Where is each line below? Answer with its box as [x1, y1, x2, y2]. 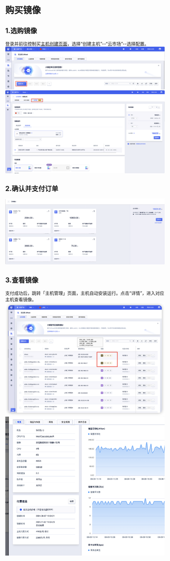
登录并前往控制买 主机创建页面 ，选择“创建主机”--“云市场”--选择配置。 [5, 41, 149, 47]
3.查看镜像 [5, 275, 39, 284]
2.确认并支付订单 [5, 184, 59, 193]
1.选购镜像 [5, 26, 37, 35]
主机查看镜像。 [5, 297, 36, 303]
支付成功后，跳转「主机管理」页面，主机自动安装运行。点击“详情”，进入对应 [5, 290, 164, 296]
